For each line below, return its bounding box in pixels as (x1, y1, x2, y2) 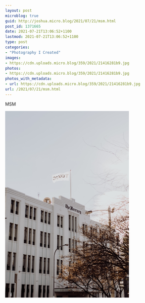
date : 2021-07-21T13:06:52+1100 (5, 29, 72, 34)
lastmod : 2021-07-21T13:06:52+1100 (5, 34, 79, 39)
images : (5, 55, 21, 60)
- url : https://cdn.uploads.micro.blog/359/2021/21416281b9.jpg (5, 82, 141, 87)
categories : (5, 45, 30, 50)
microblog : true (5, 13, 39, 18)
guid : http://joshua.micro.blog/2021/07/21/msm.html (5, 18, 116, 23)
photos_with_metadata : (5, 76, 52, 82)
